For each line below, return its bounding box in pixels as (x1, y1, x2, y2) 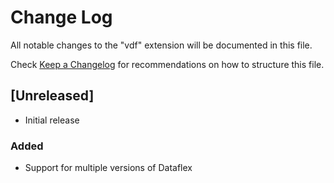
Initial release (24, 114, 80, 126)
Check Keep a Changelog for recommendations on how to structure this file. (10, 58, 325, 70)
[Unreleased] (10, 87, 95, 105)
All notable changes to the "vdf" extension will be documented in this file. (10, 39, 313, 51)
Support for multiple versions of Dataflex (24, 162, 193, 174)
